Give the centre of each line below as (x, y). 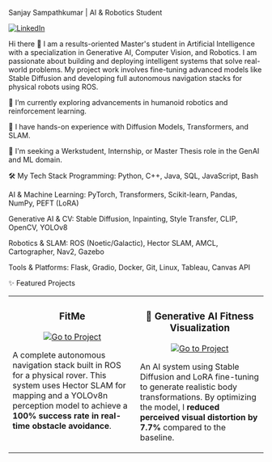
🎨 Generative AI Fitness (200, 316)
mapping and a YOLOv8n (60, 395)
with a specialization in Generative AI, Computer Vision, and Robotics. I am (133, 52)
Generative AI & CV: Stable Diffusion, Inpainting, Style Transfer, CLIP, (123, 219)
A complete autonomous (59, 354)
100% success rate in (56, 415)
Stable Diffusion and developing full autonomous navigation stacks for (125, 78)
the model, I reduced (180, 407)
